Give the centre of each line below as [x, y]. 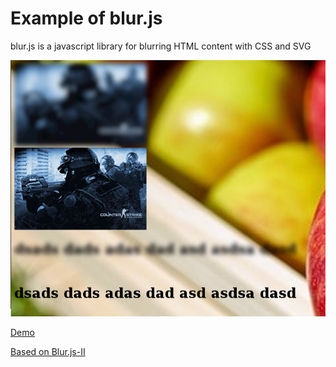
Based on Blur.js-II [48, 352]
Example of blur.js [86, 18]
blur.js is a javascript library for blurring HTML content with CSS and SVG [161, 46]
